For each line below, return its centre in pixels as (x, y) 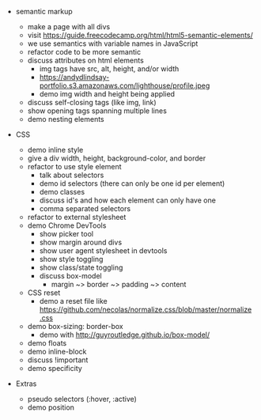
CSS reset (44, 293)
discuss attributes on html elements (85, 60)
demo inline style (55, 150)
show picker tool (66, 234)
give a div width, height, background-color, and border (117, 158)
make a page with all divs (69, 26)
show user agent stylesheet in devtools (103, 251)
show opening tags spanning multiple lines (97, 111)
